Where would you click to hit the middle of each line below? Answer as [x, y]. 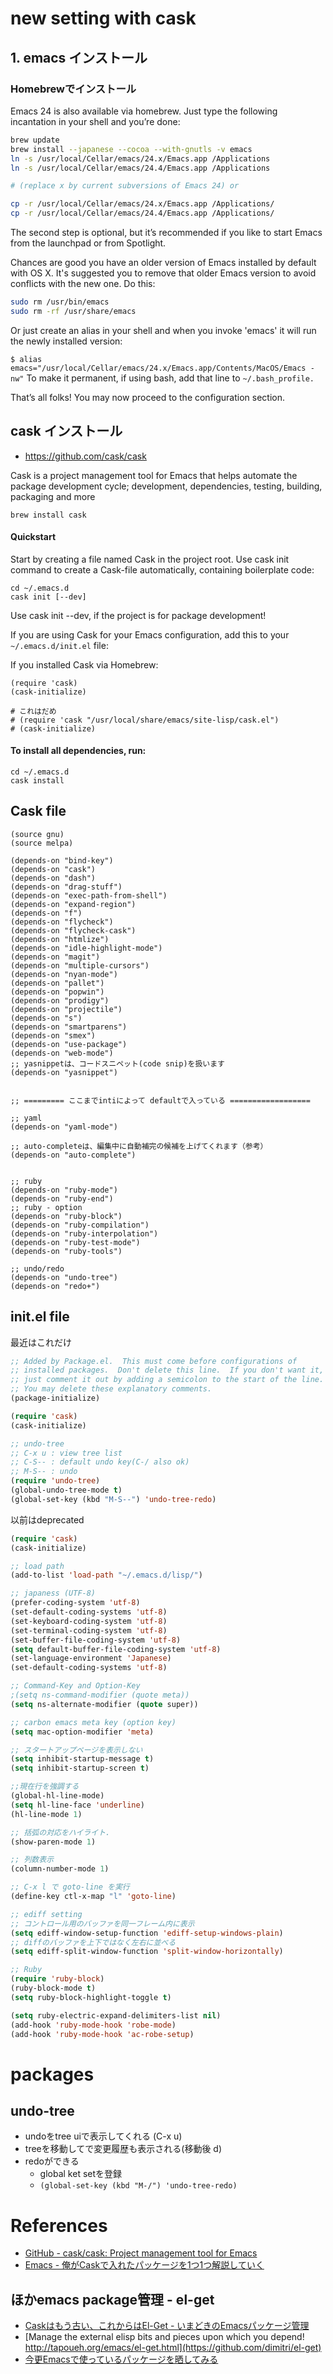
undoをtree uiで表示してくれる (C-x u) [103, 2136]
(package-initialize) [55, 1398]
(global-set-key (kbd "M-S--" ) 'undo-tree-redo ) [113, 1499]
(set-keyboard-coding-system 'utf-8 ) [89, 1621]
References [59, 2225]
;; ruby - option [46, 1207]
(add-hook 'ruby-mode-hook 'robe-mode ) [93, 2025]
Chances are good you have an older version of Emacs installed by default [163, 262]
